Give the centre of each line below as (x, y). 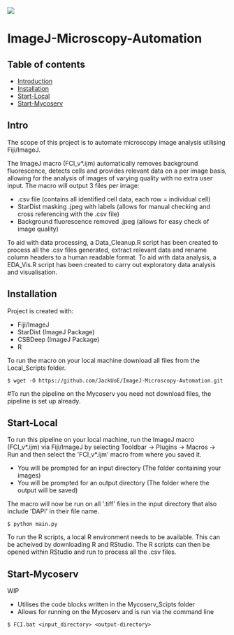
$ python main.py (32, 525)
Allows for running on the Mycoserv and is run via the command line (116, 612)
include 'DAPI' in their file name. (53, 511)
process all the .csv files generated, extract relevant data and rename (107, 250)
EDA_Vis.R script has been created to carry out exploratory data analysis (111, 264)
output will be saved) (47, 490)
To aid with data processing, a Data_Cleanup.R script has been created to (113, 242)
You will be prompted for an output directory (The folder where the (113, 483)
